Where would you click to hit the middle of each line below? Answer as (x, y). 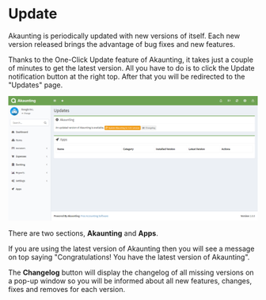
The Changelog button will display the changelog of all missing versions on (131, 273)
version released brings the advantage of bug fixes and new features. (122, 44)
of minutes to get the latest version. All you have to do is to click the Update (131, 67)
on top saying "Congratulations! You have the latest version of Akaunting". (129, 257)
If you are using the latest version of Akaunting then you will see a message (131, 249)
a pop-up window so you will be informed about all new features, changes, (130, 281)
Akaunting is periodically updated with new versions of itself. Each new (124, 36)
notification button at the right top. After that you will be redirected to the (127, 76)
